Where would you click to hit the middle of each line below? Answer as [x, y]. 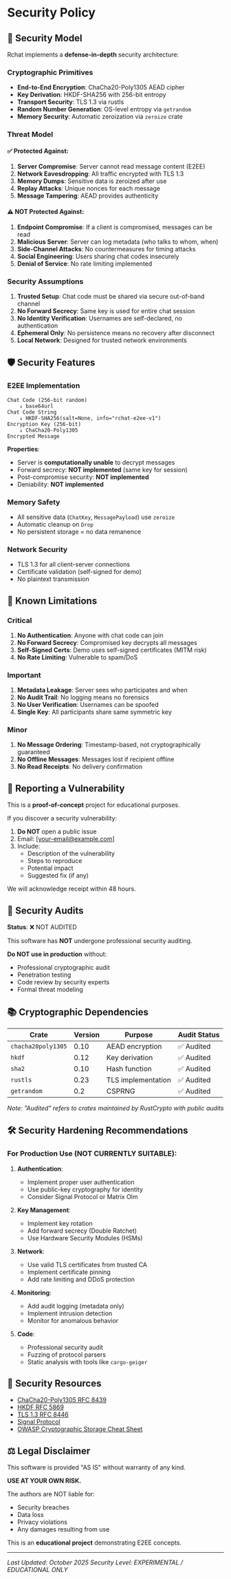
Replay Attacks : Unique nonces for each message [88, 189]
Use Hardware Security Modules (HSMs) [85, 1238]
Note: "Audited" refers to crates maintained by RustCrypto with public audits [115, 1108]
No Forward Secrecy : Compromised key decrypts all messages [107, 642]
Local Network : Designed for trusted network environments [102, 340]
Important [24, 675]
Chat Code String [32, 412]
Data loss [30, 1515]
